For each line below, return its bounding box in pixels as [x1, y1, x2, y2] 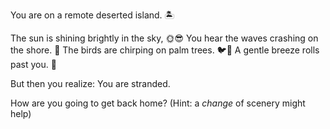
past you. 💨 [10, 59, 57, 70]
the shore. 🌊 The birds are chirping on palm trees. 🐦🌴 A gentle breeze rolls [10, 44, 320, 56]
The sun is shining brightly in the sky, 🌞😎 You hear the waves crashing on [10, 32, 319, 44]
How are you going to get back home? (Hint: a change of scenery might [10, 97, 306, 109]
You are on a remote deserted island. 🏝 [10, 9, 175, 21]
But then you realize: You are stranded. [10, 78, 171, 89]
